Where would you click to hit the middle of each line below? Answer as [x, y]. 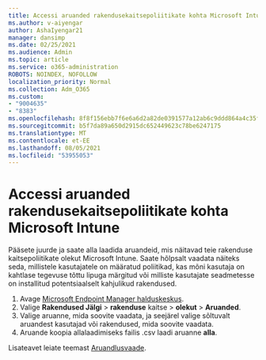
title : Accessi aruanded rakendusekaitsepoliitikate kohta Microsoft [125, 15]
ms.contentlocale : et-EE [49, 140]
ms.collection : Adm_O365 [49, 89]
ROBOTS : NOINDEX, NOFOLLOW [53, 74]
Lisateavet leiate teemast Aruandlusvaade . [77, 348]
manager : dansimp [37, 38]
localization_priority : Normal [60, 81]
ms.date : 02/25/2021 [42, 45]
